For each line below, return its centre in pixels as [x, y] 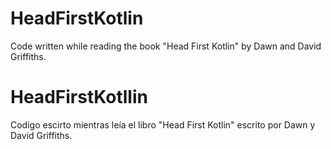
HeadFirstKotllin [79, 97]
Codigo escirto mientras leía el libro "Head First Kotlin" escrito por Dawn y [163, 124]
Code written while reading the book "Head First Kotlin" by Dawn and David [166, 46]
